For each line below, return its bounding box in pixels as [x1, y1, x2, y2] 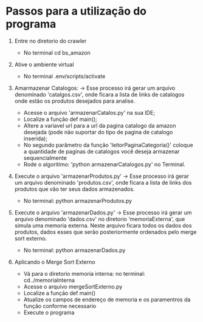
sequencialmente [23, 154, 67, 162]
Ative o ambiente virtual [14, 61, 74, 68]
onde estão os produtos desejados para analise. [14, 97, 136, 104]
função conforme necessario [23, 302, 97, 309]
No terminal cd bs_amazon [23, 49, 91, 56]
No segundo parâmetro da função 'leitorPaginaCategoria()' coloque [23, 141, 193, 148]
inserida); [23, 135, 48, 142]
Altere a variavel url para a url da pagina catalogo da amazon [23, 122, 176, 129]
